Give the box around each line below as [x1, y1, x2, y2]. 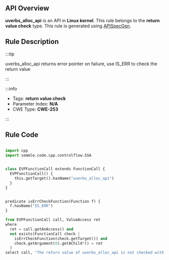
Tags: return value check [12, 95, 66, 101]
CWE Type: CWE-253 [12, 106, 59, 112]
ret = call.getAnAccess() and [10, 227, 73, 232]
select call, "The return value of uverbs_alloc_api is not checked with [5, 250, 164, 255]
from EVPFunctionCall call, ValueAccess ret [5, 217, 101, 223]
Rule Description [5, 37, 59, 46]
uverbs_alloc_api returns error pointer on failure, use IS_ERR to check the [5, 61, 158, 67]
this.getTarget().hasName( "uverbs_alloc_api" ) [14, 176, 114, 181]
